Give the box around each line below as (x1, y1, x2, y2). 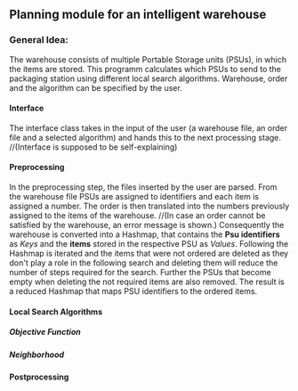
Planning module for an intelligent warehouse (9, 7, 267, 22)
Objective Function (9, 327, 82, 338)
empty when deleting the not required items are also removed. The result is (9, 276, 285, 288)
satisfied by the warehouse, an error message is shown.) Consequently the (9, 220, 285, 231)
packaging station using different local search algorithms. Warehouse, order (9, 73, 288, 84)
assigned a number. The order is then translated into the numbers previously (9, 200, 290, 212)
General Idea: (9, 34, 68, 46)
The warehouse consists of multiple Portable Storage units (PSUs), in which (9, 53, 287, 65)
